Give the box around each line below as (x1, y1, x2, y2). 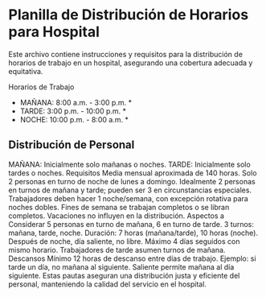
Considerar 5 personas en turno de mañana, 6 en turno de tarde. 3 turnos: (8, 219, 255, 229)
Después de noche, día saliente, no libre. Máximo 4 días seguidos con (8, 236, 240, 246)
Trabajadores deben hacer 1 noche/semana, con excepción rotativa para (8, 193, 249, 203)
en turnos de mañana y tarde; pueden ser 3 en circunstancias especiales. (8, 185, 252, 195)
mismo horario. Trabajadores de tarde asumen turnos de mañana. (8, 245, 226, 254)
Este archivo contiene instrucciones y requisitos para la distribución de (8, 49, 243, 59)
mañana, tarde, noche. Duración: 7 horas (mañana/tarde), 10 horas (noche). (8, 228, 259, 237)
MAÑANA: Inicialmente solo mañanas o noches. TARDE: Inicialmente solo (8, 159, 251, 169)
